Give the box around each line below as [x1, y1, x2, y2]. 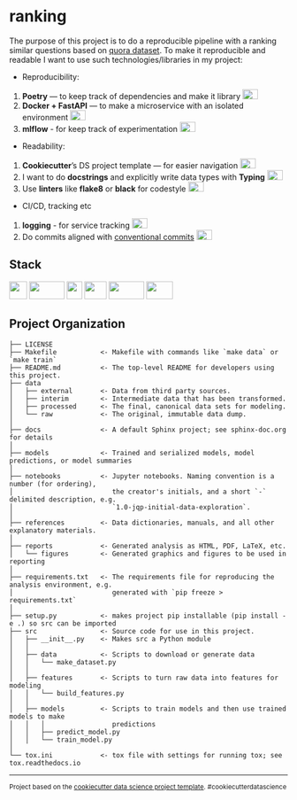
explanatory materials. [9, 525, 97, 535]
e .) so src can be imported [9, 618, 117, 628]
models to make [9, 711, 65, 721]
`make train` [9, 355, 57, 364]
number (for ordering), [9, 479, 97, 488]
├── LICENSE [9, 339, 53, 349]
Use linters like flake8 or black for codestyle [21, 183, 187, 194]
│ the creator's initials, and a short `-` [9, 487, 267, 496]
